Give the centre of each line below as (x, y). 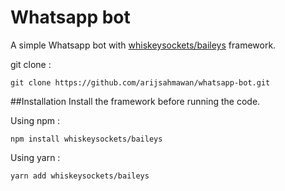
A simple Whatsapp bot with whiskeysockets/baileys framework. (143, 45)
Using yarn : (35, 157)
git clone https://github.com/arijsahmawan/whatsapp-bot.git (140, 82)
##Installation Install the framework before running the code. (135, 101)
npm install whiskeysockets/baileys (86, 139)
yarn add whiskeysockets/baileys (80, 176)
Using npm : (35, 120)
